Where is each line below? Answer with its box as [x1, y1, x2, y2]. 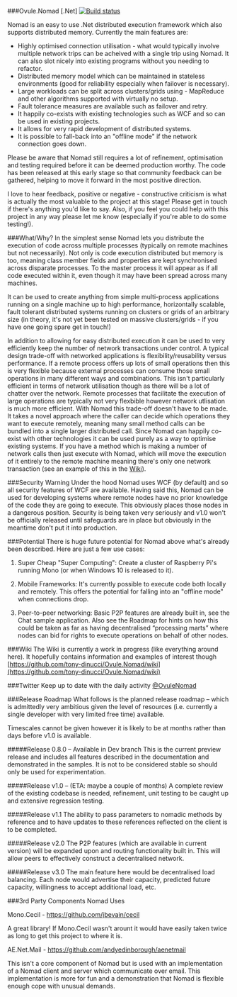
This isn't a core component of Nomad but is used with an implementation [7, 959, 223, 967]
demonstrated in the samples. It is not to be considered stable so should [7, 760, 218, 769]
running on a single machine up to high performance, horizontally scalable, [7, 300, 226, 308]
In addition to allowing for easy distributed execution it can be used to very [7, 337, 225, 345]
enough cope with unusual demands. [7, 982, 115, 990]
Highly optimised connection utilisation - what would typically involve [17, 42, 220, 50]
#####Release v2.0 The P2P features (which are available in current [7, 839, 207, 847]
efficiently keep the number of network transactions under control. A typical [7, 344, 229, 352]
